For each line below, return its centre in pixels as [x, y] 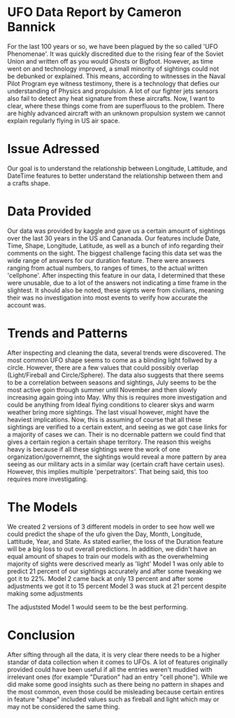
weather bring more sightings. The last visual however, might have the [108, 412]
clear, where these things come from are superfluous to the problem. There [116, 106]
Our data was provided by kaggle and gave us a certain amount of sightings [116, 231]
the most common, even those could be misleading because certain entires [116, 691]
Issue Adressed [54, 149]
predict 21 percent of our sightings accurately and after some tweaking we [115, 571]
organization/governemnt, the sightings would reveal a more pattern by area [117, 457]
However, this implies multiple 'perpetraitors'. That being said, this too [108, 471]
